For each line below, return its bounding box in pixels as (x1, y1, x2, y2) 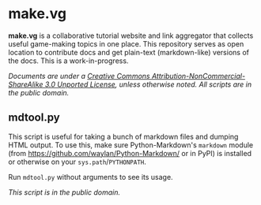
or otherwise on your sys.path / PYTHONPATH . (8, 157, 146, 166)
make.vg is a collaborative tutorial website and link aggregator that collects (8, 31, 254, 40)
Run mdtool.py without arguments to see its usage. (8, 172, 173, 181)
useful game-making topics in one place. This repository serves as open (8, 39, 244, 48)
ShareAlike (8, 80, 43, 89)
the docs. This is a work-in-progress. (8, 56, 129, 65)
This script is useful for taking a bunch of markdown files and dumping (8, 132, 239, 141)
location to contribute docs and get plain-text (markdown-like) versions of (8, 47, 249, 57)
